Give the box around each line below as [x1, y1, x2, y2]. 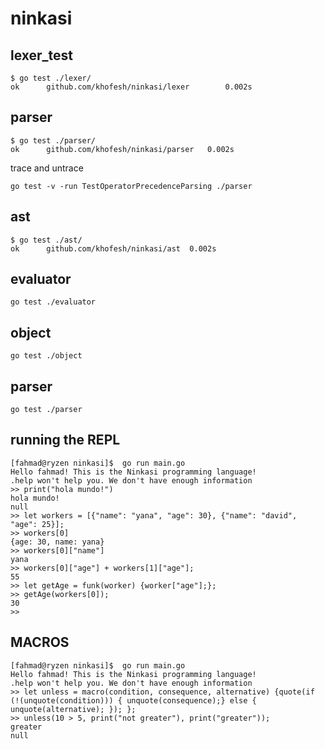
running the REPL [10, 432, 121, 449]
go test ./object [10, 351, 83, 361]
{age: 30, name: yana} [10, 537, 105, 547]
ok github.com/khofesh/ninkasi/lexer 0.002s [10, 82, 253, 92]
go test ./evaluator [10, 297, 97, 307]
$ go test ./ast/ [10, 235, 83, 245]
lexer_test [10, 47, 74, 64]
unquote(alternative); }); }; [10, 704, 137, 714]
